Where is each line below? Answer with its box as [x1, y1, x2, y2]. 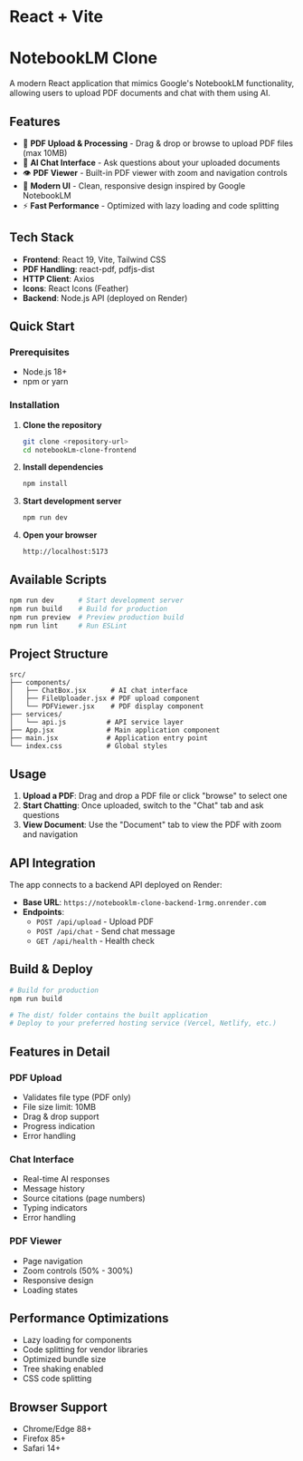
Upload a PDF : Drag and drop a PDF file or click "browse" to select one [22, 791, 288, 802]
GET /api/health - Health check [35, 935, 156, 946]
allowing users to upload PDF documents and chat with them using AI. [9, 88, 271, 99]
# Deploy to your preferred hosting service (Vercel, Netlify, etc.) [9, 1018, 278, 1028]
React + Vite [9, 6, 104, 27]
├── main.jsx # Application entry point [9, 734, 208, 743]
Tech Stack [9, 229, 74, 246]
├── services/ [9, 710, 63, 719]
